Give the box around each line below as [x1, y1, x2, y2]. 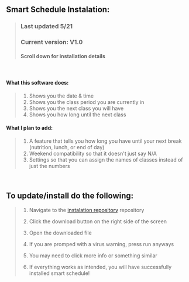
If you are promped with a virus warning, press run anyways [29, 240, 174, 247]
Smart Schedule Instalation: [6, 5, 110, 15]
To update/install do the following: [6, 191, 134, 201]
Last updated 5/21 [20, 22, 73, 31]
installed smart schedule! [29, 270, 90, 277]
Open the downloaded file [29, 229, 92, 236]
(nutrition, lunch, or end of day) [29, 143, 105, 150]
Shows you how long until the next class [29, 111, 126, 118]
